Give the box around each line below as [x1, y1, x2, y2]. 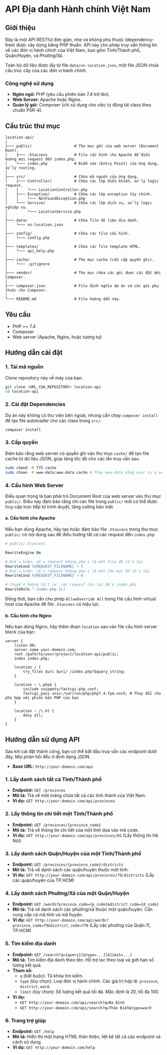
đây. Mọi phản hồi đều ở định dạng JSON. [5, 754, 91, 760]
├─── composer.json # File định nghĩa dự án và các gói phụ [5, 284, 159, 289]
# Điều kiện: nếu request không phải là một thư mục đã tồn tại [5, 568, 150, 574]
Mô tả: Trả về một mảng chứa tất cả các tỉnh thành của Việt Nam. [12, 792, 147, 798]
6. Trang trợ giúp [5, 1017, 46, 1024]
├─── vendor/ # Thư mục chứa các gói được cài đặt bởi [5, 271, 162, 276]
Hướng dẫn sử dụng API [5, 735, 80, 743]
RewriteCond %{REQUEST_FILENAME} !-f [5, 564, 83, 569]
